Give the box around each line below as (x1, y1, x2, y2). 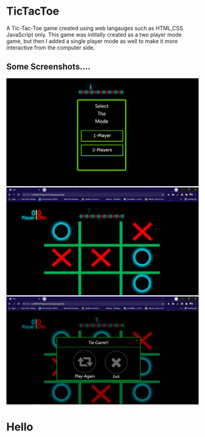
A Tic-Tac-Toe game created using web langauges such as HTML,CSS (6, 24, 184, 32)
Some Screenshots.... (6, 62, 91, 72)
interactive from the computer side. (6, 44, 95, 51)
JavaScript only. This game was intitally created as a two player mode (6, 31, 182, 38)
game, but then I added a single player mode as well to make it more (6, 37, 178, 45)
